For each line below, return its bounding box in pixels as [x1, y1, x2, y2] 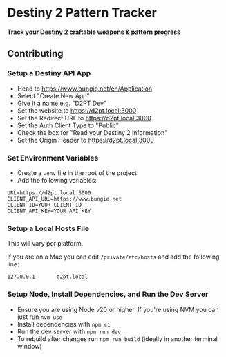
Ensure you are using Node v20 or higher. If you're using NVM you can [17, 305, 219, 313]
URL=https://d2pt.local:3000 [7, 189, 91, 196]
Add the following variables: [17, 176, 97, 184]
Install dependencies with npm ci [17, 320, 111, 328]
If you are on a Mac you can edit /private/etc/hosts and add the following [7, 253, 220, 261]
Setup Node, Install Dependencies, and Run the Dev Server [7, 289, 209, 299]
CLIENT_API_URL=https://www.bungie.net [7, 195, 122, 202]
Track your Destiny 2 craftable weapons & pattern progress [7, 28, 181, 36]
